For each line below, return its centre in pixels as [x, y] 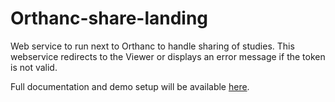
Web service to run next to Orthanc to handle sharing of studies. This [152, 46]
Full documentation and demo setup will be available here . [130, 86]
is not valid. [34, 67]
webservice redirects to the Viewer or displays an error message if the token [168, 56]
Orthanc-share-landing [109, 18]
